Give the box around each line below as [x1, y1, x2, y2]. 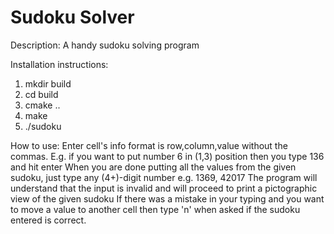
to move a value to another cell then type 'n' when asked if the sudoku [10, 203, 301, 215]
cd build [24, 88, 59, 100]
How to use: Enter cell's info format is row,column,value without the [10, 139, 288, 151]
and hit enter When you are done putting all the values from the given [10, 161, 297, 173]
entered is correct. [10, 214, 87, 226]
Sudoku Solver [10, 6, 135, 29]
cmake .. [24, 99, 61, 111]
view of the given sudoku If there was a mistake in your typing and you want [10, 192, 325, 205]
